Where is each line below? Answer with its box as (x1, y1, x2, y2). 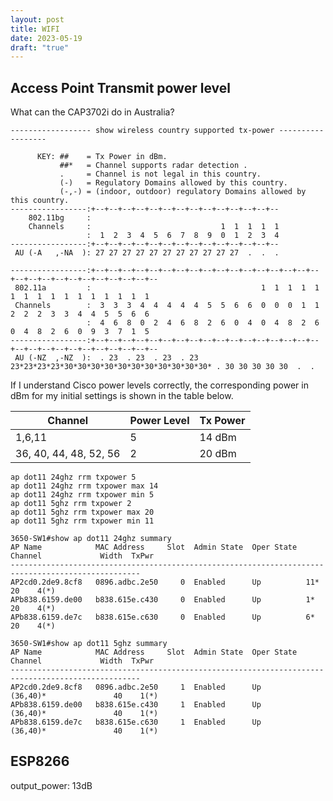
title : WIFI (10, 24, 60, 34)
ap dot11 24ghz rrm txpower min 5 (10, 490, 155, 500)
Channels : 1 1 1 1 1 (28, 222, 280, 232)
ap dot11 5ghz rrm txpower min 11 (10, 516, 155, 526)
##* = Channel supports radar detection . (59, 161, 248, 171)
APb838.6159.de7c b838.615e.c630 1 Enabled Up (10, 717, 262, 728)
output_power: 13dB (10, 779, 93, 791)
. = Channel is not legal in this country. (59, 169, 262, 180)
